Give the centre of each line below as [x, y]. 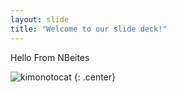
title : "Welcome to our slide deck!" [89, 29]
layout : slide [40, 19]
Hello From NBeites [50, 57]
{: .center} [94, 77]
